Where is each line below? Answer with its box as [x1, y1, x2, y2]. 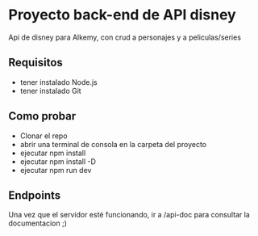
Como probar [8, 109, 77, 123]
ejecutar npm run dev [19, 165, 92, 175]
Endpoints [8, 188, 61, 202]
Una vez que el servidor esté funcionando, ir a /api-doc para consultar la [8, 210, 250, 220]
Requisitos [8, 56, 63, 70]
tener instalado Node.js [19, 77, 98, 86]
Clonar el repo [19, 131, 68, 141]
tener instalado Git [19, 86, 82, 95]
